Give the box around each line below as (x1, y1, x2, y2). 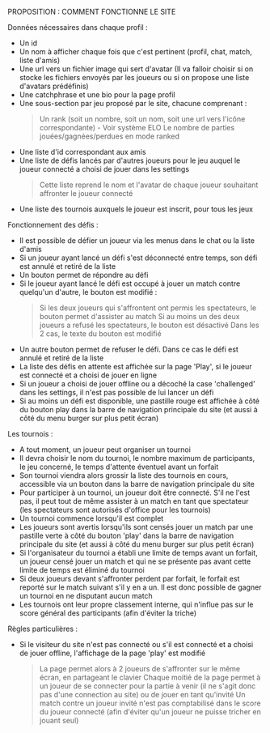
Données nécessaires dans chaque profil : (7, 23, 148, 32)
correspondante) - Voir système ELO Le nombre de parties (39, 123, 235, 132)
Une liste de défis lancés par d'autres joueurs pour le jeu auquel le (19, 156, 241, 165)
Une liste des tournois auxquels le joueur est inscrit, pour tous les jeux (19, 204, 254, 214)
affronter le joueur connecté (39, 189, 133, 198)
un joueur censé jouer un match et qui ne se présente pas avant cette (19, 556, 251, 566)
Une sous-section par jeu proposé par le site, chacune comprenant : (19, 99, 247, 108)
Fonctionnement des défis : (7, 220, 99, 229)
